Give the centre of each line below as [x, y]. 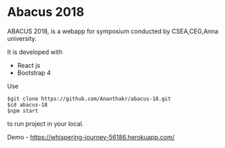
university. [22, 38]
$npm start [23, 111]
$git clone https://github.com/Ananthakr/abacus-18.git [89, 99]
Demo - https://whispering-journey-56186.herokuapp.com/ [91, 137]
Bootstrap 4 [34, 73]
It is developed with [35, 52]
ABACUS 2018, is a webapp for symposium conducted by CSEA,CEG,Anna [113, 31]
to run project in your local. [46, 123]
